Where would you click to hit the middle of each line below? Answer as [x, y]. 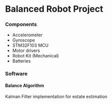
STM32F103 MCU [30, 46]
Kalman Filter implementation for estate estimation [56, 96]
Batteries [21, 61]
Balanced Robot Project [54, 9]
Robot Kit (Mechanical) [36, 56]
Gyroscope [24, 40]
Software [17, 74]
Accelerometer [27, 35]
